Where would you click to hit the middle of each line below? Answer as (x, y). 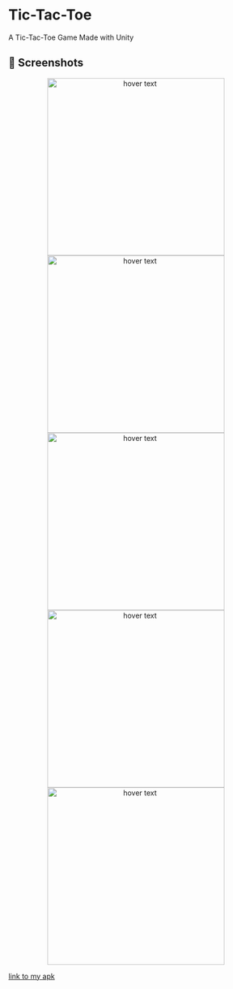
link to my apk (32, 976)
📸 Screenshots (46, 63)
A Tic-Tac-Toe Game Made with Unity (71, 37)
